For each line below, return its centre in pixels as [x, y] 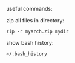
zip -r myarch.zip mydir [37, 31]
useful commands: [29, 9]
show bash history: [30, 43]
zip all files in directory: [35, 20]
